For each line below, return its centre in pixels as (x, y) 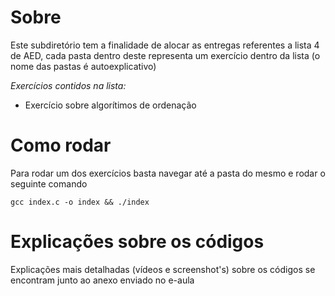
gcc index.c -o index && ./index (80, 202)
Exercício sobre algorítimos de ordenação (110, 105)
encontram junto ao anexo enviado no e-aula (102, 280)
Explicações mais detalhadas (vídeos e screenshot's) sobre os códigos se (163, 269)
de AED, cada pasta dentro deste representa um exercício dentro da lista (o (165, 55)
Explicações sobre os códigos (137, 242)
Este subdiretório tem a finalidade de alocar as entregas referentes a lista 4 (165, 45)
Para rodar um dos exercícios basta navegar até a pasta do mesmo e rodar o (168, 173)
